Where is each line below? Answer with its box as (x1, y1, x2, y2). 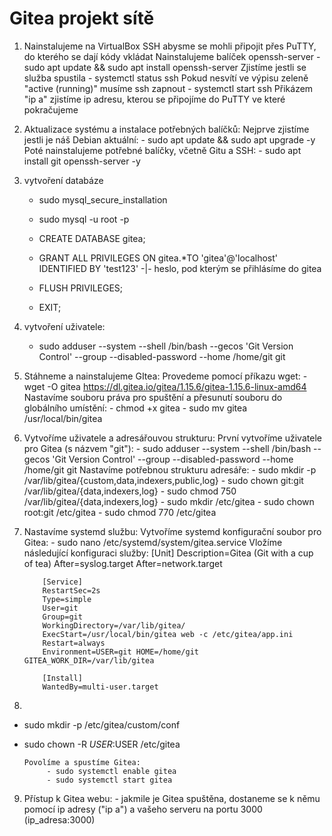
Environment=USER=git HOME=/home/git (42, 647, 199, 657)
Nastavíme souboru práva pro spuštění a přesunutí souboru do (23, 391, 283, 403)
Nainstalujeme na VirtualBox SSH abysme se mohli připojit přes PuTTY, (23, 40, 317, 52)
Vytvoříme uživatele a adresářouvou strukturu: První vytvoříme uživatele (23, 432, 322, 444)
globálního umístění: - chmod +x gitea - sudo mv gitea (23, 402, 248, 414)
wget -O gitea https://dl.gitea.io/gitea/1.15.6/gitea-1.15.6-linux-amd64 (23, 380, 307, 392)
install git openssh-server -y (23, 155, 141, 167)
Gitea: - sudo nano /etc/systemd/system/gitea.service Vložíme (23, 536, 283, 548)
